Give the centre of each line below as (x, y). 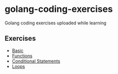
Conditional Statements (36, 61)
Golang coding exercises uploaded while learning (55, 23)
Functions (22, 56)
